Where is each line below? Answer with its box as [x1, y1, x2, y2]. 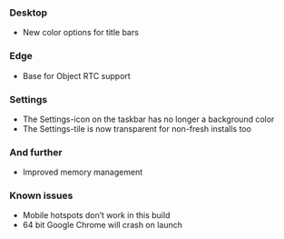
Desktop [9, 6, 48, 19]
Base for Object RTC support [22, 70, 132, 81]
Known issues [9, 189, 73, 202]
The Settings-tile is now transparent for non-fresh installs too [22, 123, 252, 134]
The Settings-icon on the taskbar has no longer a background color [22, 114, 275, 124]
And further [9, 145, 63, 158]
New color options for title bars [22, 27, 139, 38]
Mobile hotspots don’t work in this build [22, 210, 171, 221]
